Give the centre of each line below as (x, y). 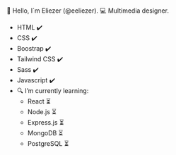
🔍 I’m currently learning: (53, 91)
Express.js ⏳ (46, 122)
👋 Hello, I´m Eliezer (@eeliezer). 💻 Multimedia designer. (88, 11)
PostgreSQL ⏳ (48, 143)
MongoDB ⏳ (45, 133)
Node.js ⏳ (42, 112)
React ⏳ (39, 101)
